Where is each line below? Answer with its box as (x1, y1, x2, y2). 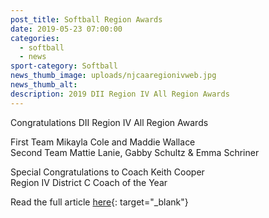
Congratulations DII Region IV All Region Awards (10, 116, 209, 128)
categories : (10, 33, 60, 43)
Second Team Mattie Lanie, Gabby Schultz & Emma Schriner (10, 146, 260, 158)
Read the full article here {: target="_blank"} (10, 196, 189, 208)
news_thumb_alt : (10, 80, 78, 90)
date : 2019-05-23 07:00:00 (10, 24, 123, 34)
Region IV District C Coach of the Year (10, 176, 168, 188)
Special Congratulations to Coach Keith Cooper (10, 166, 205, 178)
